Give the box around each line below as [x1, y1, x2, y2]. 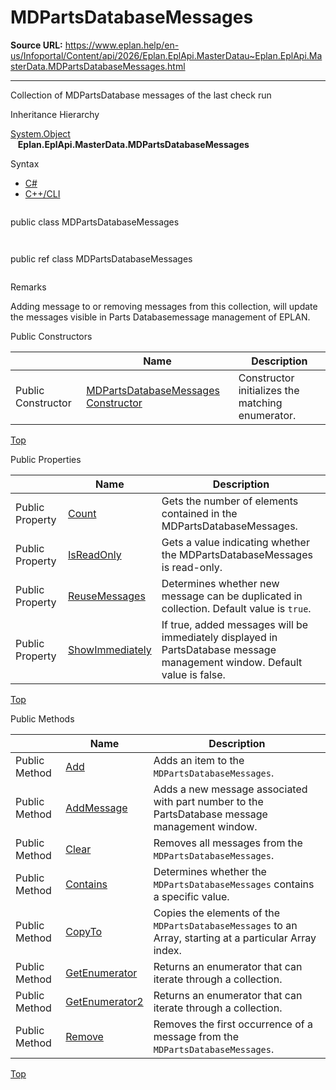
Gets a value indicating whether [161, 535, 310, 549]
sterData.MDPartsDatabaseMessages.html [10, 60, 186, 72]
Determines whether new [161, 576, 280, 590]
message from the [153, 1029, 239, 1043]
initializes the [238, 383, 300, 397]
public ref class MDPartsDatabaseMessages [10, 252, 193, 265]
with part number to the [153, 794, 264, 808]
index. [153, 943, 182, 957]
